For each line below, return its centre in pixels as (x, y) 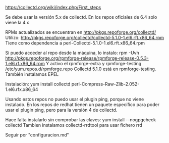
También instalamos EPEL (32, 74)
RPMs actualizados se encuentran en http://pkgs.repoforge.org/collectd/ (81, 32)
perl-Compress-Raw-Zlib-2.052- (105, 84)
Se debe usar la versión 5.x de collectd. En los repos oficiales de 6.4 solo (81, 17)
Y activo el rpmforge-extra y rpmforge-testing (94, 63)
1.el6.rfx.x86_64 (22, 89)
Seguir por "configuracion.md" (37, 135)
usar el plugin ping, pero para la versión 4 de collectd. (61, 110)
